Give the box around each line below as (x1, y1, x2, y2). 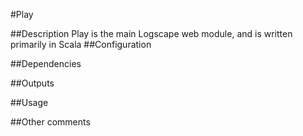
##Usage (10, 97, 49, 108)
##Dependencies (10, 58, 82, 69)
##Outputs (10, 77, 55, 89)
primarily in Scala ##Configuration (10, 39, 152, 50)
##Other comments (10, 116, 91, 128)
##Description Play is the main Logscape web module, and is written (10, 28, 293, 39)
